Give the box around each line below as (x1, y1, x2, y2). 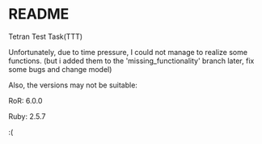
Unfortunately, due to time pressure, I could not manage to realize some (8, 47, 248, 57)
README (8, 5, 70, 23)
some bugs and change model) (8, 64, 112, 74)
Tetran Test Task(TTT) (8, 32, 83, 41)
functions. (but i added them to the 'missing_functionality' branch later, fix (8, 56, 255, 66)
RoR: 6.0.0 (8, 95, 43, 105)
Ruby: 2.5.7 (8, 111, 46, 121)
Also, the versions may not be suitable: (8, 80, 137, 90)
